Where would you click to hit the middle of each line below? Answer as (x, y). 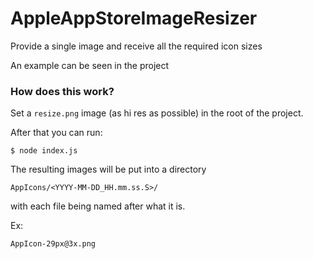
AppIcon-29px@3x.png (53, 244)
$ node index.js (44, 151)
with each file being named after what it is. (98, 206)
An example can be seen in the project (90, 65)
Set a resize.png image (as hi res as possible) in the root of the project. (157, 113)
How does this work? (62, 91)
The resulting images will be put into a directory (108, 169)
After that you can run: (56, 133)
